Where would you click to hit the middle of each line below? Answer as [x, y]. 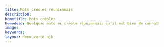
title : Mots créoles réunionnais [39, 10]
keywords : [15, 32]
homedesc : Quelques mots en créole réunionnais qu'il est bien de [74, 23]
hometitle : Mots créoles [30, 19]
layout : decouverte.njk [29, 37]
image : [12, 28]
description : [18, 14]
